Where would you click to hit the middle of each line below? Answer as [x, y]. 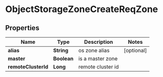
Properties [22, 28]
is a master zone [98, 59]
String [61, 50]
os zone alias [94, 50]
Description [99, 42]
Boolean [63, 59]
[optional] [135, 50]
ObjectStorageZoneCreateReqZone [82, 9]
